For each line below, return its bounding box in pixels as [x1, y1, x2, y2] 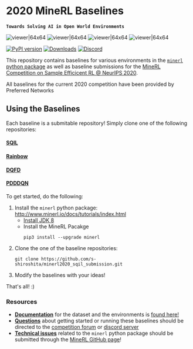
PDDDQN [6, 180, 29, 187]
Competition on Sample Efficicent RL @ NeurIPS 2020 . [6, 69, 138, 76]
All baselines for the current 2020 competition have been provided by [6, 81, 174, 88]
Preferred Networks [6, 87, 54, 94]
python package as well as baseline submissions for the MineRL [6, 63, 161, 70]
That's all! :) [6, 282, 35, 290]
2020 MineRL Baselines [6, 4, 124, 18]
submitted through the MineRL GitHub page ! [14, 336, 122, 343]
